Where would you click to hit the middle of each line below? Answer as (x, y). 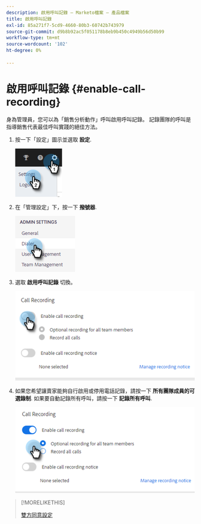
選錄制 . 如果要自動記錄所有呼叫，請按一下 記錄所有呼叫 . (83, 398)
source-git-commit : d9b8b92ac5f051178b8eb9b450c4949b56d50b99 (85, 32)
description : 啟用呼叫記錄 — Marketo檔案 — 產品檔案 (68, 13)
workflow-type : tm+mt (33, 38)
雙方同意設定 (36, 515)
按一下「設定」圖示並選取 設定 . (53, 139)
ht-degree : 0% (24, 51)
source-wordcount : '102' (37, 44)
